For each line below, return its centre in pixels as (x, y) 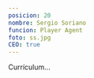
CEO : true (24, 45)
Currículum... (30, 67)
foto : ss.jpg (30, 37)
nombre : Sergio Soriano (47, 23)
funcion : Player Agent (45, 30)
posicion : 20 (30, 15)
